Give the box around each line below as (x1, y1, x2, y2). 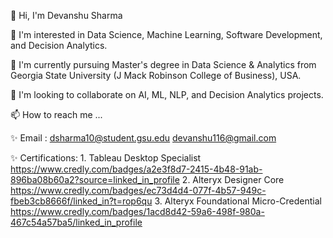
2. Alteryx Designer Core (181, 174, 285, 185)
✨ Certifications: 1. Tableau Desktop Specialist (10, 152, 202, 164)
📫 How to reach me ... (10, 109, 103, 120)
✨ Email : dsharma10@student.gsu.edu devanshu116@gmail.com (10, 132, 277, 144)
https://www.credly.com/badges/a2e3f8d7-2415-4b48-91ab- (10, 163, 263, 175)
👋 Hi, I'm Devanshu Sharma (10, 10, 123, 21)
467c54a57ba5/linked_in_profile (10, 216, 143, 228)
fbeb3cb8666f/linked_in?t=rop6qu (10, 195, 153, 207)
